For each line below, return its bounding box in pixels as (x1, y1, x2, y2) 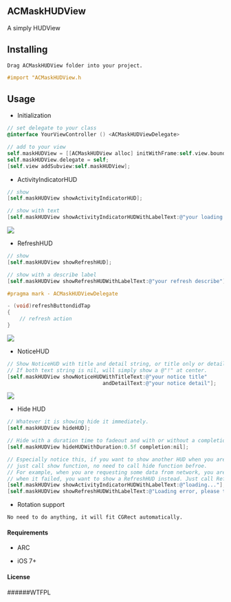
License (7, 572, 31, 581)
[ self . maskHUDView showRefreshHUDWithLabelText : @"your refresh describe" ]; (7, 278, 229, 284)
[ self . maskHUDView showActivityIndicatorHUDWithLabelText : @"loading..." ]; (7, 481, 226, 488)
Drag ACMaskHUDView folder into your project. (7, 62, 143, 69)
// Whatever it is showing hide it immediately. (7, 418, 149, 426)
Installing (7, 44, 48, 56)
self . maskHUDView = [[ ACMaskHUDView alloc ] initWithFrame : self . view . (7, 149, 211, 157)
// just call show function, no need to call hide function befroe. (7, 462, 208, 469)
